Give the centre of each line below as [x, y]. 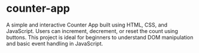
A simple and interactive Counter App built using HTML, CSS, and [87, 25]
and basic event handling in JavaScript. [55, 44]
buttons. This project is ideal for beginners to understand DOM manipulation [100, 37]
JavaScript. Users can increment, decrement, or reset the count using [92, 31]
